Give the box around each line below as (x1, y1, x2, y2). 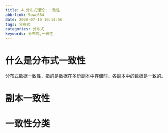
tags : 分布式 (5, 21, 31, 27)
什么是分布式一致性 (5, 55, 86, 66)
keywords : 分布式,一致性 (5, 31, 53, 36)
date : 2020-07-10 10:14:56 (5, 17, 63, 22)
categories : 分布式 (5, 27, 44, 32)
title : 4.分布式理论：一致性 (5, 7, 60, 13)
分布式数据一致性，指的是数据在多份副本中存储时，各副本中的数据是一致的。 (5, 73, 166, 79)
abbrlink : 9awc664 (5, 12, 44, 17)
